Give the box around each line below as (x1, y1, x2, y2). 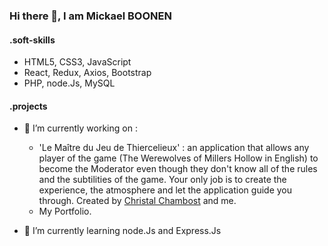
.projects (9, 100, 48, 112)
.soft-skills (9, 34, 56, 46)
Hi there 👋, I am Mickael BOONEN (9, 9, 172, 23)
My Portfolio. (38, 205, 92, 218)
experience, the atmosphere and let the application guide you (38, 184, 293, 196)
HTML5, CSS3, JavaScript (23, 56, 132, 68)
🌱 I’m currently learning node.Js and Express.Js (23, 225, 222, 237)
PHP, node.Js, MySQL (23, 77, 116, 89)
